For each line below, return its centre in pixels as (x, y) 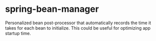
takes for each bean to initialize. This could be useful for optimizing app (78, 28)
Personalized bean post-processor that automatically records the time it (78, 23)
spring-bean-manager (52, 9)
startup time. (18, 33)
